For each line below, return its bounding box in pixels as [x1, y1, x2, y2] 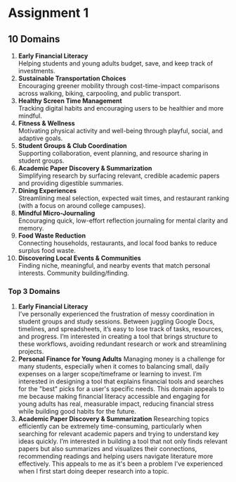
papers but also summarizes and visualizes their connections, [18, 445, 197, 453]
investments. [18, 67, 55, 75]
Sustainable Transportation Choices [18, 74, 126, 82]
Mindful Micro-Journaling [18, 209, 96, 217]
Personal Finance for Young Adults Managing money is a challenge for [18, 354, 225, 364]
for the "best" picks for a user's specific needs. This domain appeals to [18, 385, 225, 393]
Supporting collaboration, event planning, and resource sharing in [18, 149, 209, 157]
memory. [18, 224, 44, 232]
